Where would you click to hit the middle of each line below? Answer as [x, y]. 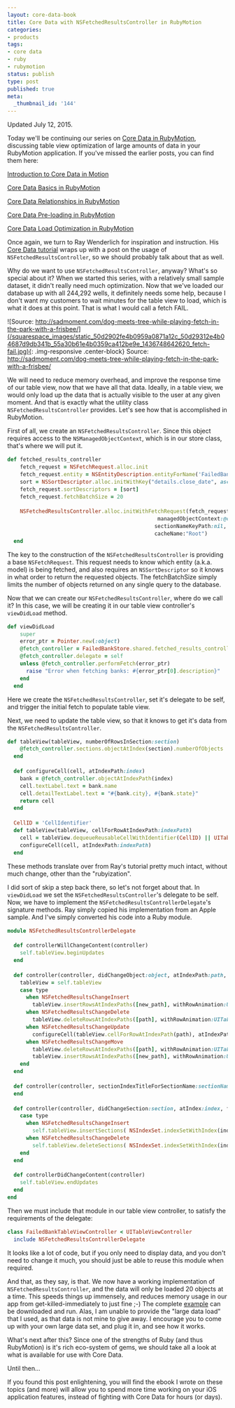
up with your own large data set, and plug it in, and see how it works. [106, 1326]
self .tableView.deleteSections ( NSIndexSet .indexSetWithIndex [125, 1145]
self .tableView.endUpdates [59, 1183]
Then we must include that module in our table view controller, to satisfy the [116, 1211]
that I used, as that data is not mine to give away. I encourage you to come [114, 1318]
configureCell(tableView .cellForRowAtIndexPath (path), [114, 1034]
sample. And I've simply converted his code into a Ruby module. [100, 917]
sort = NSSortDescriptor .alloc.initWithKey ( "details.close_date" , [119, 482]
